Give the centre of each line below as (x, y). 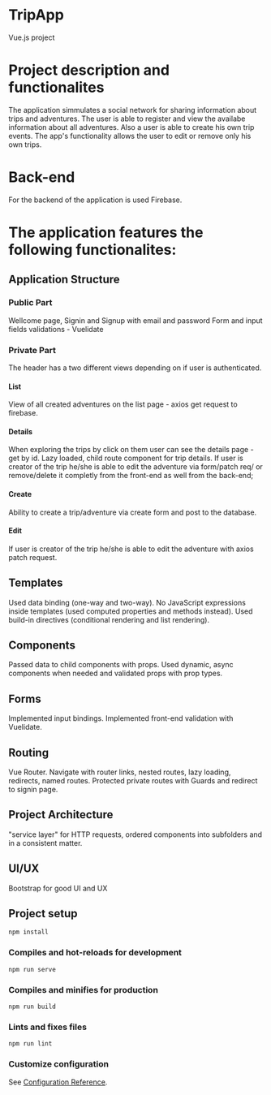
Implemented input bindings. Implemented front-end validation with (121, 718)
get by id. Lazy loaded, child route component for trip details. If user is (126, 458)
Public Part (30, 303)
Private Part (32, 350)
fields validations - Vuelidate (56, 329)
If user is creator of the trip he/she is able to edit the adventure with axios (131, 549)
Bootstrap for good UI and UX (58, 888)
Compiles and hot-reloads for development (95, 953)
